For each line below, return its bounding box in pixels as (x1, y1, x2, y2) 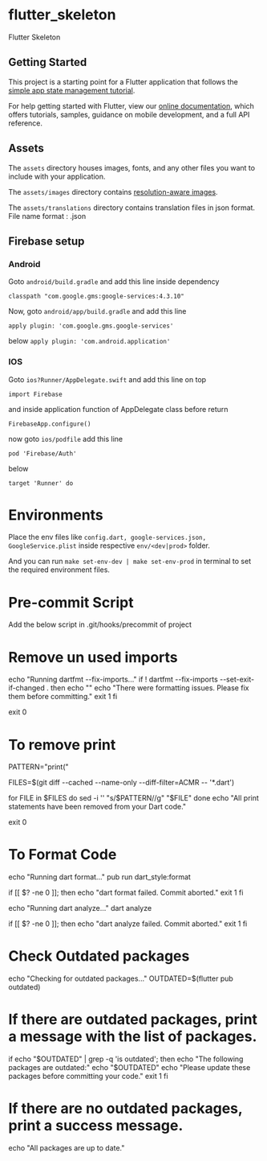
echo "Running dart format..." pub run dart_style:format (8, 872, 191, 882)
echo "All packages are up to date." (8, 1143, 125, 1153)
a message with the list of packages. (8, 1027, 257, 1046)
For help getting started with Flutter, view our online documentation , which (8, 101, 255, 110)
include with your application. (8, 171, 106, 181)
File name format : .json (8, 211, 87, 220)
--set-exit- (219, 674, 255, 685)
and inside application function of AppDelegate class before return (8, 404, 229, 414)
